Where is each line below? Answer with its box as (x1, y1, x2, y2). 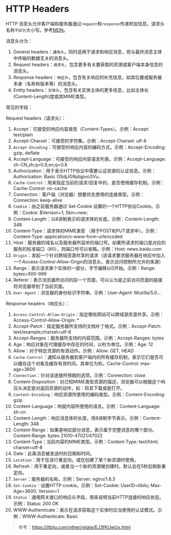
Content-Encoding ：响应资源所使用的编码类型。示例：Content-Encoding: (13, 391, 165, 397)
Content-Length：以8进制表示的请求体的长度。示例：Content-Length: (13, 215, 160, 222)
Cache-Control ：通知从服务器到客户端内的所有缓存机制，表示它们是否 (13, 354, 159, 360)
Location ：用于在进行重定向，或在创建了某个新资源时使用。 (13, 456, 139, 463)
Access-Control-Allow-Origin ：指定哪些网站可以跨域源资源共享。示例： (13, 311, 164, 317)
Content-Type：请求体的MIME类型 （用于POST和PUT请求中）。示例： (13, 228, 159, 234)
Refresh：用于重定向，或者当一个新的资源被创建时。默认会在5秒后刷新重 (13, 463, 166, 469)
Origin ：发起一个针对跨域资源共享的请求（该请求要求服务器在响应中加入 (13, 252, 165, 258)
